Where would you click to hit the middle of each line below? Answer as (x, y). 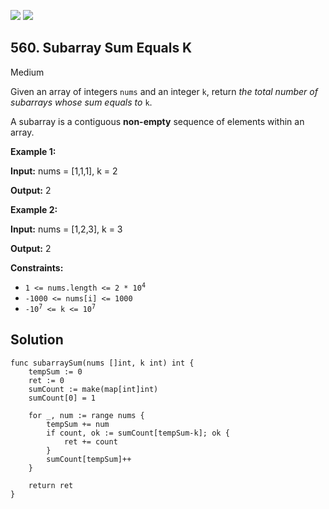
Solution (37, 340)
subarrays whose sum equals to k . (81, 102)
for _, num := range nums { (86, 415)
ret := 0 (46, 380)
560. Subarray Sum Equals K (101, 48)
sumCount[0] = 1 (62, 398)
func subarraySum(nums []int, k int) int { (102, 363)
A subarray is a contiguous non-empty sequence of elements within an (157, 121)
